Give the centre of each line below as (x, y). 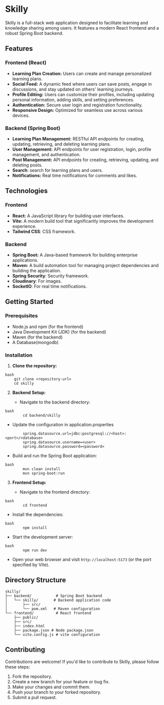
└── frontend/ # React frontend (48, 613)
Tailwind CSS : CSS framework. (44, 231)
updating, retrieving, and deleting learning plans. (62, 144)
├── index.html (30, 626)
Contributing (25, 650)
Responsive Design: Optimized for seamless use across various (77, 110)
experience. (24, 226)
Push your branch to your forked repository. (57, 692)
